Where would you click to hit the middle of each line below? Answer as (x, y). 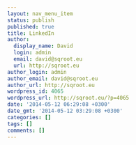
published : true (31, 26)
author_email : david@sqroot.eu (53, 78)
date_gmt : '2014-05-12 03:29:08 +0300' (65, 111)
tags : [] (20, 124)
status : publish (31, 20)
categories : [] (29, 117)
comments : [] (26, 130)
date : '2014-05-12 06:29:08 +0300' (59, 105)
